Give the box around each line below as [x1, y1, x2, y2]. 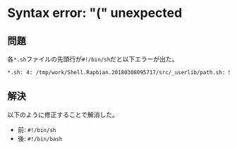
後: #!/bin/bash [17, 134, 63, 143]
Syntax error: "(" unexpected [7, 5, 183, 21]
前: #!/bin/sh [17, 125, 56, 133]
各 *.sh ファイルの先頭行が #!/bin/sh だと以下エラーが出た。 [7, 55, 178, 63]
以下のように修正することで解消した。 [7, 110, 119, 119]
